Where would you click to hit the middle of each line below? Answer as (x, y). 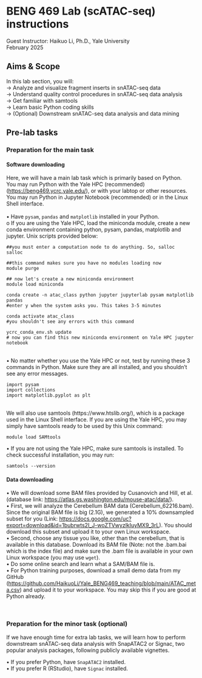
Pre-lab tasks (32, 133)
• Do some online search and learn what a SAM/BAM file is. (81, 564)
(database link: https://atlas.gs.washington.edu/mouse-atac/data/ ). (90, 499)
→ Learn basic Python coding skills (50, 107)
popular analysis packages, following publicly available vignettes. (88, 650)
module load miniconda (35, 285)
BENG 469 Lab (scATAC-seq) (81, 11)
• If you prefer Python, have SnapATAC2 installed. (66, 662)
